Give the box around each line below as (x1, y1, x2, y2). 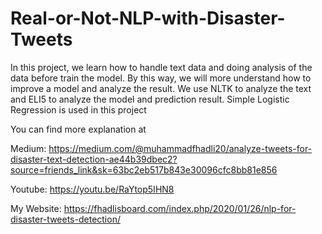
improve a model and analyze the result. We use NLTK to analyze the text (10, 82, 312, 94)
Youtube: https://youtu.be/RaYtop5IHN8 (10, 183, 175, 195)
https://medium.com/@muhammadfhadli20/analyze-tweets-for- (48, 142, 313, 154)
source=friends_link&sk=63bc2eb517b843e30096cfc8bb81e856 (10, 163, 278, 176)
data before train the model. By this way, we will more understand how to (10, 72, 312, 84)
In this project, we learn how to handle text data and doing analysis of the (10, 61, 313, 73)
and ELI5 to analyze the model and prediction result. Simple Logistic (10, 93, 290, 105)
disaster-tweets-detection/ (10, 213, 121, 225)
